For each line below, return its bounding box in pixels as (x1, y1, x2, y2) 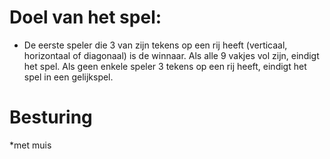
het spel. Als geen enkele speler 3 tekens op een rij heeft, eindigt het (23, 60, 307, 72)
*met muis (9, 139, 52, 151)
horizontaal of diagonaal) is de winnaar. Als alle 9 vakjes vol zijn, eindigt (23, 49, 320, 61)
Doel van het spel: (9, 6, 162, 29)
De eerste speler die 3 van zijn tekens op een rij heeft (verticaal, (23, 39, 288, 51)
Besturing (9, 106, 93, 129)
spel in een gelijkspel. (23, 71, 114, 83)
